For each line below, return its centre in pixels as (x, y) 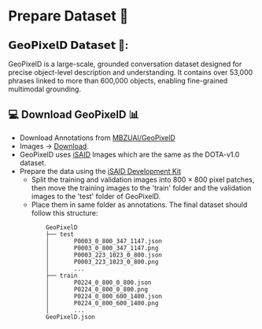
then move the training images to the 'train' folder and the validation (141, 187)
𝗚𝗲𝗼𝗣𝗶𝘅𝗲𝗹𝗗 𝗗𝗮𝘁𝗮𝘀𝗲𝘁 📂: (68, 45)
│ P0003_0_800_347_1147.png (102, 248)
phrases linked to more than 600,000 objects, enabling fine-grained (118, 81)
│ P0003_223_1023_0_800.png (102, 262)
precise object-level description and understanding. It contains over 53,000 (131, 72)
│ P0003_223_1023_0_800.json (104, 255)
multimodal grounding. (44, 89)
